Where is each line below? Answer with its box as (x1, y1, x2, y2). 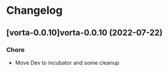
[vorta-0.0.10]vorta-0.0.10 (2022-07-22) (6, 28, 163, 38)
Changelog (6, 4, 63, 17)
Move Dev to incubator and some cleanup (15, 59, 120, 66)
